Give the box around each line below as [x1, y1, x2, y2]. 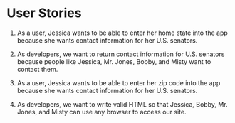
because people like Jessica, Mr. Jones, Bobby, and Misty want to [16, 57, 211, 65]
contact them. [16, 65, 58, 73]
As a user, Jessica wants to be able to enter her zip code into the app [16, 78, 221, 87]
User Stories [6, 5, 82, 21]
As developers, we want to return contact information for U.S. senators [16, 50, 225, 58]
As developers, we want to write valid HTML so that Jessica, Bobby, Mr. [16, 100, 229, 108]
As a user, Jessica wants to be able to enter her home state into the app [16, 28, 229, 37]
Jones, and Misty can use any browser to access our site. [16, 107, 187, 116]
